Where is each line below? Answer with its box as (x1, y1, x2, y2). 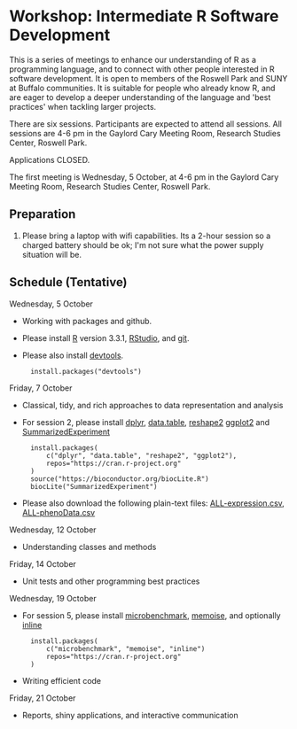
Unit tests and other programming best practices (21, 576, 200, 586)
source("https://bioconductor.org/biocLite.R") (30, 474, 210, 484)
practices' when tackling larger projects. (9, 101, 157, 112)
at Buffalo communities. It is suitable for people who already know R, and (9, 82, 276, 93)
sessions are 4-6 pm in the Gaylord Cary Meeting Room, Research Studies (9, 128, 281, 138)
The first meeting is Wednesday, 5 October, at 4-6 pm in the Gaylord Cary (9, 171, 279, 182)
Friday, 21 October (9, 693, 76, 703)
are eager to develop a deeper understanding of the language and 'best (9, 91, 271, 103)
